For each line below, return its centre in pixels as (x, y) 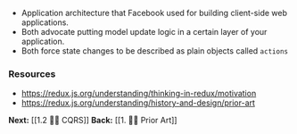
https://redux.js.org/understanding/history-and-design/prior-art (138, 103)
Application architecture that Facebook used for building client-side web (154, 13)
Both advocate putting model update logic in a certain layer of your (144, 32)
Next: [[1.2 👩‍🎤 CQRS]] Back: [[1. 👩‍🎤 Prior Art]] (93, 121)
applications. (45, 22)
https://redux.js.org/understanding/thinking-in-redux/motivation (139, 94)
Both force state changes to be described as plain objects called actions (155, 51)
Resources (32, 73)
